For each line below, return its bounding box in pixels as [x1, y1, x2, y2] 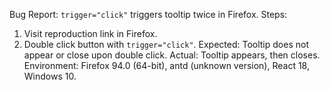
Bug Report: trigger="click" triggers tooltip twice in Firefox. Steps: [9, 9, 288, 20]
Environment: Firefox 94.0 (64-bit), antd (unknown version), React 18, [23, 60, 310, 71]
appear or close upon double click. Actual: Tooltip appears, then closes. [23, 49, 321, 61]
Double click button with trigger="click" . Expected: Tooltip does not [23, 39, 309, 50]
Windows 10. [23, 70, 77, 82]
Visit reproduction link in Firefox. [23, 28, 158, 39]
